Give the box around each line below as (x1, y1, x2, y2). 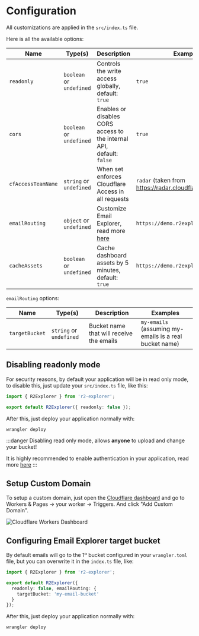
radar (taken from (136, 176, 185, 184)
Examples (150, 308, 179, 317)
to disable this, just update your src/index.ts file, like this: (6, 382, 148, 389)
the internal (97, 134, 129, 143)
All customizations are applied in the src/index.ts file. (6, 24, 139, 31)
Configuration (6, 4, 77, 18)
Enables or (97, 105, 127, 113)
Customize (97, 204, 127, 212)
